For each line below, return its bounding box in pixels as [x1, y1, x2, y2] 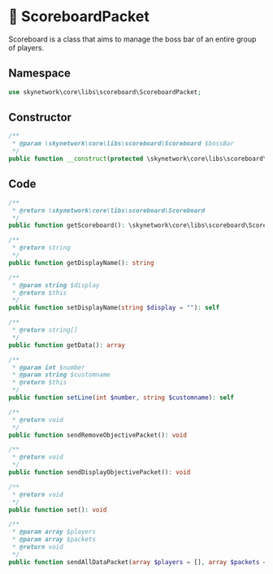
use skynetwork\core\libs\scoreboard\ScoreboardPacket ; [8, 88, 201, 96]
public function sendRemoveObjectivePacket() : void [8, 431, 187, 439]
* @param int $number [11, 363, 85, 372]
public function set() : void [8, 506, 107, 514]
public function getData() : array [8, 341, 126, 349]
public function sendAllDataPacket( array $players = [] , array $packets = [8, 558, 267, 566]
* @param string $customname [11, 371, 111, 379]
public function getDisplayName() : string [8, 259, 154, 267]
